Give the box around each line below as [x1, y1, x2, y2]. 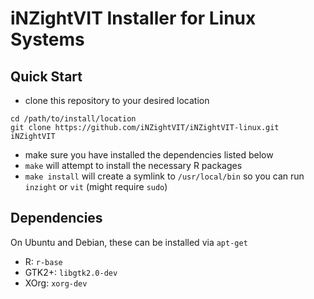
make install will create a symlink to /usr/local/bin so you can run [24, 170, 305, 182]
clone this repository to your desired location [24, 95, 210, 106]
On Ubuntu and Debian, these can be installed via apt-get [10, 236, 248, 248]
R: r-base [24, 255, 63, 267]
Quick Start [10, 68, 83, 85]
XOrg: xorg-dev [24, 277, 88, 289]
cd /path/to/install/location [10, 114, 137, 124]
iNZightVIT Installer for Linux [10, 7, 257, 30]
